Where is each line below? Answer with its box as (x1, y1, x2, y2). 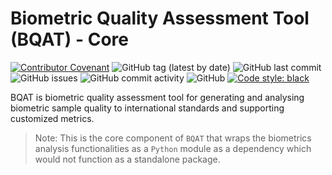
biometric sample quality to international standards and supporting (10, 102, 285, 114)
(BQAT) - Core (10, 28, 129, 51)
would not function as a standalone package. (34, 153, 221, 165)
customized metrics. (10, 112, 95, 124)
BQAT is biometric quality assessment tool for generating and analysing (10, 91, 305, 103)
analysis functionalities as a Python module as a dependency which (34, 142, 312, 154)
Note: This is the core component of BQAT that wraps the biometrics (34, 132, 312, 144)
